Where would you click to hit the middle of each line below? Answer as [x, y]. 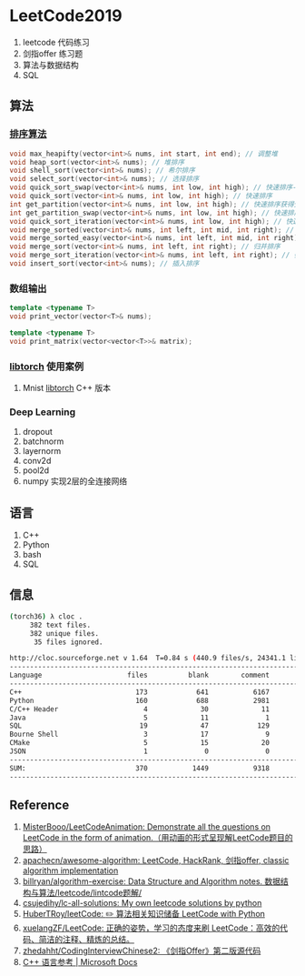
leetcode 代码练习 [56, 42]
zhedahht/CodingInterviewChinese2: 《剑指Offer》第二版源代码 [142, 951]
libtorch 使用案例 [47, 367]
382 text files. [60, 625]
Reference [39, 805]
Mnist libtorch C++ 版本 [67, 387]
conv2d [37, 461]
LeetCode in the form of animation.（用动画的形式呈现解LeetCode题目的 [157, 838]
